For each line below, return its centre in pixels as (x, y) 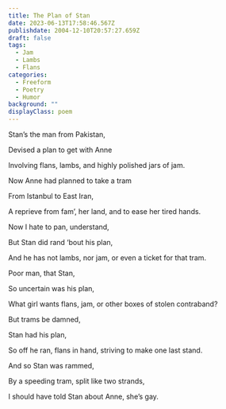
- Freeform (33, 82)
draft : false (30, 38)
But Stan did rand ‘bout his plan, (61, 242)
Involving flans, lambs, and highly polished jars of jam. (97, 165)
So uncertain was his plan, (52, 288)
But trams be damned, (44, 319)
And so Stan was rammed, (51, 366)
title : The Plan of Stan (49, 16)
